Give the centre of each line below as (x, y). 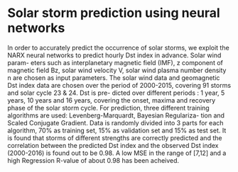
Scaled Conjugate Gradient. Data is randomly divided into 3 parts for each (115, 122)
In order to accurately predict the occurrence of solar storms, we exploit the (118, 47)
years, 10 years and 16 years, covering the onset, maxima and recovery (112, 100)
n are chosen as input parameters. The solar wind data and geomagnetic (114, 78)
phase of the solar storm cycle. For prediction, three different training (108, 108)
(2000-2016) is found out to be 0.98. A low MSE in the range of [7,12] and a (117, 153)
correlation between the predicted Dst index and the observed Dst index (113, 145)
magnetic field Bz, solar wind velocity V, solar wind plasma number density (117, 70)
